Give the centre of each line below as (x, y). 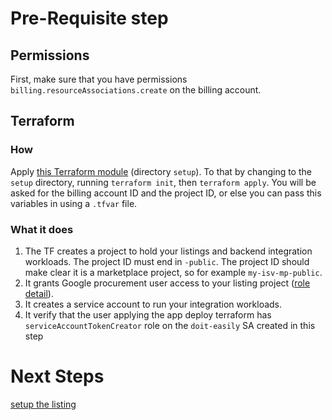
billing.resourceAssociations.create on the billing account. (136, 90)
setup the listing (43, 404)
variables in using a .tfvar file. (74, 203)
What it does (42, 229)
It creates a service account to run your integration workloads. (153, 304)
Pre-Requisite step (89, 18)
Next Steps (57, 376)
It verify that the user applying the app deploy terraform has (148, 314)
